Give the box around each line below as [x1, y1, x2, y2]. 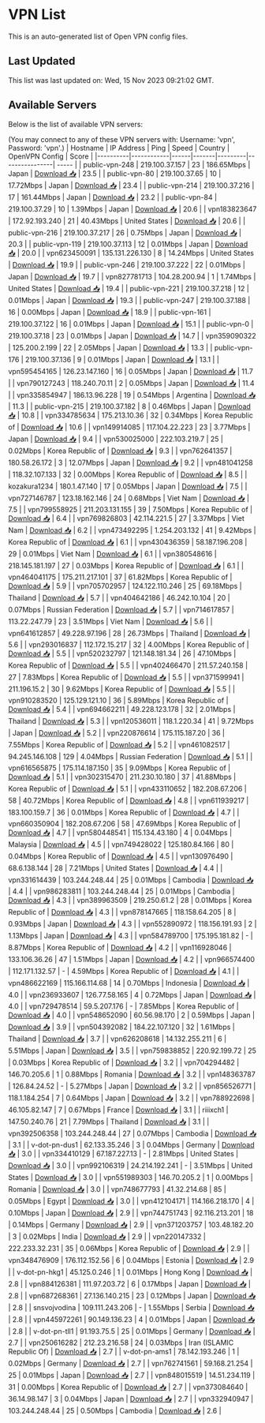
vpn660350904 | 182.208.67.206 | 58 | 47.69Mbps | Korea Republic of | [8, 818, 241, 828]
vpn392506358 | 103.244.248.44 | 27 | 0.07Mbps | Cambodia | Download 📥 [8, 1129, 257, 1138]
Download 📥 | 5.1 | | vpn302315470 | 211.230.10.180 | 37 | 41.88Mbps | [8, 772, 237, 781]
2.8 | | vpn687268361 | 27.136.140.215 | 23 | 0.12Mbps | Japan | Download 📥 [8, 1290, 256, 1300]
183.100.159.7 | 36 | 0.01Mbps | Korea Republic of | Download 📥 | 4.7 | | [8, 807, 240, 817]
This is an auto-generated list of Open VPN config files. [8, 32, 188, 41]
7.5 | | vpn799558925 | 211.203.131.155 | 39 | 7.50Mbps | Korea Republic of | [8, 504, 253, 514]
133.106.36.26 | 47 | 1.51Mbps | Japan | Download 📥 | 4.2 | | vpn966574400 [8, 954, 255, 964]
